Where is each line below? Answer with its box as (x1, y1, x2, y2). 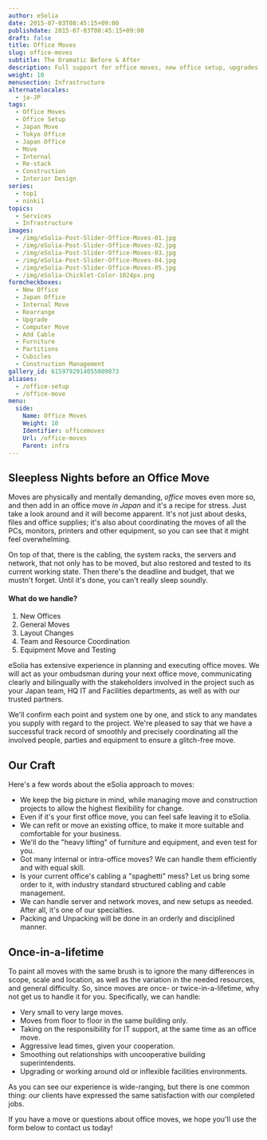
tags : (8, 100, 26, 108)
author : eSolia (8, 11, 59, 20)
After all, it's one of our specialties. (19, 906, 135, 915)
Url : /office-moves (22, 434, 88, 442)
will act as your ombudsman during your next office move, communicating (8, 669, 253, 678)
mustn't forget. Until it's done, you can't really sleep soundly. (8, 576, 209, 585)
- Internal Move (15, 301, 69, 309)
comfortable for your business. (19, 829, 122, 839)
